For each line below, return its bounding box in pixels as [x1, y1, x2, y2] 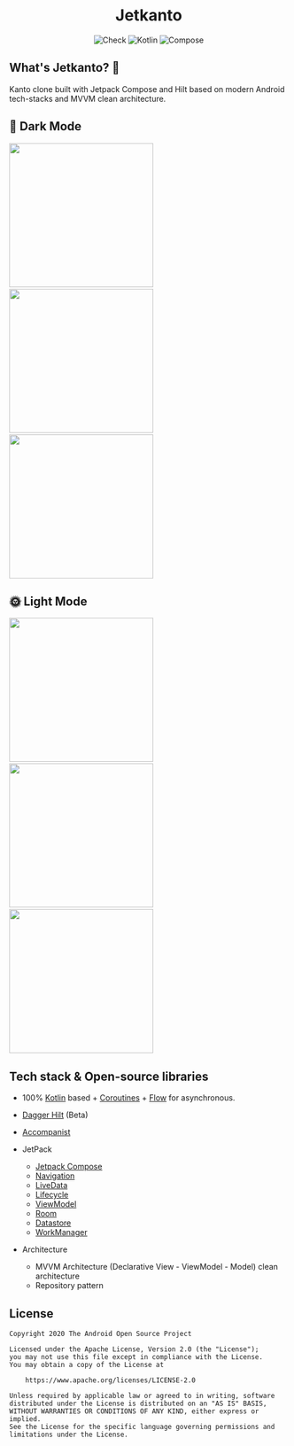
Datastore [35, 1217, 72, 1228]
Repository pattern [35, 1280, 104, 1291]
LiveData [35, 1180, 68, 1191]
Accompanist [21, 1127, 71, 1138]
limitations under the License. [9, 1430, 128, 1439]
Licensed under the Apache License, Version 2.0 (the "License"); [9, 1345, 259, 1354]
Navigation [35, 1170, 75, 1181]
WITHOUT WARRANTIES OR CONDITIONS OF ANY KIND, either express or [9, 1407, 259, 1416]
